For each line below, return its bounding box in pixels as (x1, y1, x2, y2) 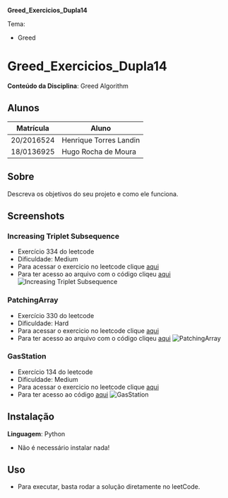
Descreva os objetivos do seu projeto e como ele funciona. (7, 189, 179, 198)
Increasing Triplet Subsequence (7, 231, 120, 241)
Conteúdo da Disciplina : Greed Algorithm (7, 81, 128, 90)
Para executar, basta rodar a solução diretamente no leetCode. (17, 482, 200, 491)
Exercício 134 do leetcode (17, 368, 93, 376)
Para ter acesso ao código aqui (17, 390, 109, 399)
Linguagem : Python (7, 429, 66, 438)
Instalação (7, 411, 55, 423)
